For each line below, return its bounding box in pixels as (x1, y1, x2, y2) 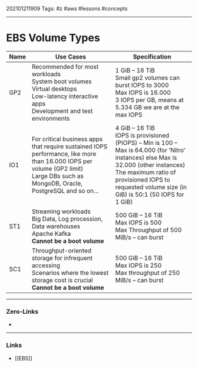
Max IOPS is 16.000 (115, 88, 171, 96)
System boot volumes (31, 77, 92, 85)
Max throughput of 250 (115, 268, 180, 277)
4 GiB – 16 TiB (115, 124, 155, 132)
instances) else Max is (115, 153, 177, 161)
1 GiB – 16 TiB (115, 66, 155, 74)
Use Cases (55, 53, 87, 61)
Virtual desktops (31, 85, 77, 93)
